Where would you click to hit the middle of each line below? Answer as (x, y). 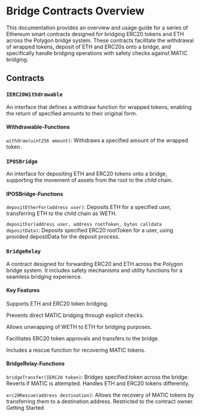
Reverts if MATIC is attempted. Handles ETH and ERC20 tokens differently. (98, 383)
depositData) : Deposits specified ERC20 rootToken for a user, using (90, 230)
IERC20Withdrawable (34, 95)
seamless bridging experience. (44, 276)
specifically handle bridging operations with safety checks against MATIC (97, 53)
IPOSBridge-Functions (35, 194)
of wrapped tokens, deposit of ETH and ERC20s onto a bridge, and (89, 47)
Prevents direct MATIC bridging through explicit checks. (75, 315)
